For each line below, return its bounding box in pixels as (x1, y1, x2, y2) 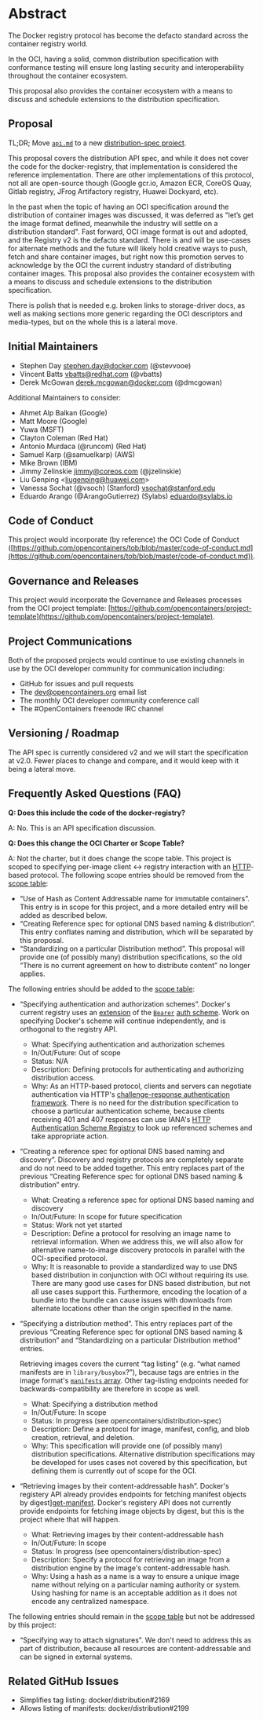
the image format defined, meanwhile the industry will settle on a (8, 218, 218, 228)
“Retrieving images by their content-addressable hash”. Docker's (19, 1481, 229, 1490)
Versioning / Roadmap (8, 727, 119, 740)
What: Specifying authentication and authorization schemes (31, 1040, 225, 1049)
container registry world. (8, 38, 88, 48)
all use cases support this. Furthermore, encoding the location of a (31, 1287, 247, 1296)
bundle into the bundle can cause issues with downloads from (31, 1295, 232, 1304)
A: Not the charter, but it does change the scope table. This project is (8, 853, 232, 863)
